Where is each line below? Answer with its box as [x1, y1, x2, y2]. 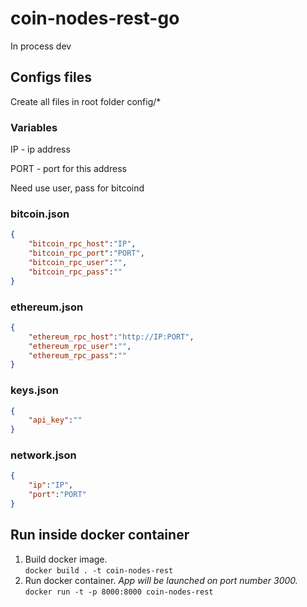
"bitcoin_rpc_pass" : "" [28, 267, 123, 277]
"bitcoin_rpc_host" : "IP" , [28, 239, 137, 249]
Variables [10, 120, 58, 134]
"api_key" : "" [28, 415, 83, 426]
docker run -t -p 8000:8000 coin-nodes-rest [24, 587, 214, 597]
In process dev [10, 40, 72, 52]
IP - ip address [10, 143, 71, 156]
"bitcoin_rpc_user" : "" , [28, 257, 128, 267]
